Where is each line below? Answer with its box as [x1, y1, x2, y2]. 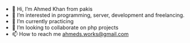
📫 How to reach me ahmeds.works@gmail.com [11, 31, 129, 37]
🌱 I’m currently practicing [11, 18, 74, 24]
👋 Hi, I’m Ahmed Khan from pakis [11, 6, 93, 12]
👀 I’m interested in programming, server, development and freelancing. [11, 12, 185, 19]
